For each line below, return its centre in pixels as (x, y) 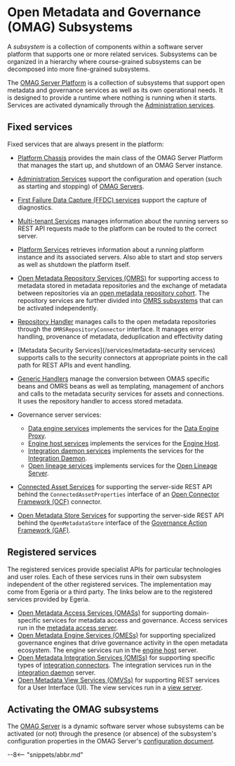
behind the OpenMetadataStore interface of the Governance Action (112, 522)
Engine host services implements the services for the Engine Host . (124, 443)
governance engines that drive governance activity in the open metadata (122, 642)
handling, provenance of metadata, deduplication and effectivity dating (120, 336)
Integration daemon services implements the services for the (116, 450)
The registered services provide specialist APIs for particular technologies (114, 569)
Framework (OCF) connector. (60, 501)
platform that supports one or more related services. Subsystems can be (112, 54)
